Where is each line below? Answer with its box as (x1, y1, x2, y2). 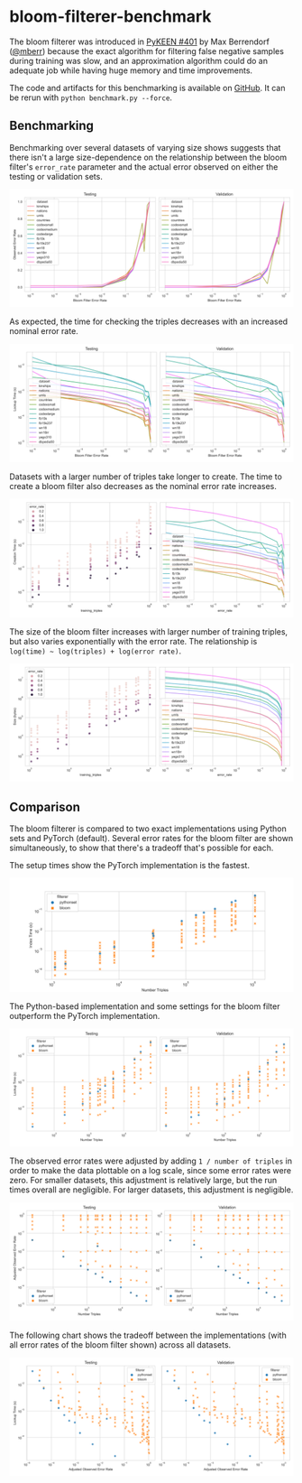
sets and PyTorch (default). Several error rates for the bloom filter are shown (9, 833, 294, 844)
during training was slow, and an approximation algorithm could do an (9, 55, 269, 66)
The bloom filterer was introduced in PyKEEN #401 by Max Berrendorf (9, 36, 270, 47)
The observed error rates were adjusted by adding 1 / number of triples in (9, 1155, 293, 1166)
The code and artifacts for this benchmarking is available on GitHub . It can (9, 82, 286, 93)
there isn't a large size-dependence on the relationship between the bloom (9, 152, 287, 162)
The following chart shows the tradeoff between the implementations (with (9, 1330, 287, 1340)
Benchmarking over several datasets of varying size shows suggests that (9, 142, 281, 153)
